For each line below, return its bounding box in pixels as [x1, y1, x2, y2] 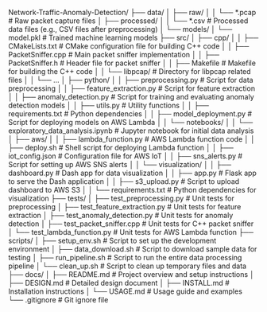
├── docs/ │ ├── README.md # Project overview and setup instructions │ [8, 270, 255, 279]
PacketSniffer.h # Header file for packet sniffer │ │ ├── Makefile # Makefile [8, 58, 257, 68]
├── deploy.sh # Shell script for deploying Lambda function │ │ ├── [8, 143, 234, 152]
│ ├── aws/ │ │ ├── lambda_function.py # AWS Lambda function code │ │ [8, 135, 256, 143]
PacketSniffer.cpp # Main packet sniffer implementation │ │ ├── [8, 50, 220, 59]
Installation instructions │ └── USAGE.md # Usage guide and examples [8, 287, 242, 296]
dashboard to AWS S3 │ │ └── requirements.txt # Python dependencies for [8, 185, 257, 194]
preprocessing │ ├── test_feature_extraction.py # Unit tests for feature [8, 202, 242, 211]
